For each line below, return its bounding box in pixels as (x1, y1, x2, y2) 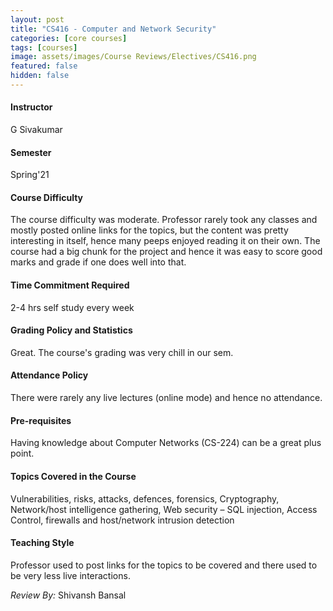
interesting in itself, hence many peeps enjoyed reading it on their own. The (10, 235, 321, 247)
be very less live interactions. (10, 569, 131, 581)
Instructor (10, 101, 53, 113)
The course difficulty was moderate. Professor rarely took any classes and (10, 214, 318, 226)
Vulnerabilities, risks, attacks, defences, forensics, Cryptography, (10, 492, 280, 505)
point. (10, 447, 35, 460)
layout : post (10, 14, 65, 25)
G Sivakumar (10, 124, 63, 136)
